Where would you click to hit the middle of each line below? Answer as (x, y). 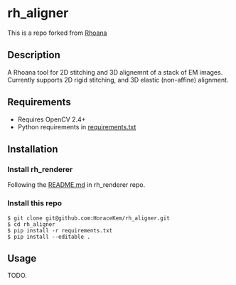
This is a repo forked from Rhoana (57, 33)
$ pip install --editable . (49, 237)
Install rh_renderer (40, 169)
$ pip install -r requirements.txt (60, 230)
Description (34, 55)
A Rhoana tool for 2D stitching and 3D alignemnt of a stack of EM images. (115, 72)
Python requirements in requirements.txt (77, 127)
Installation (33, 149)
